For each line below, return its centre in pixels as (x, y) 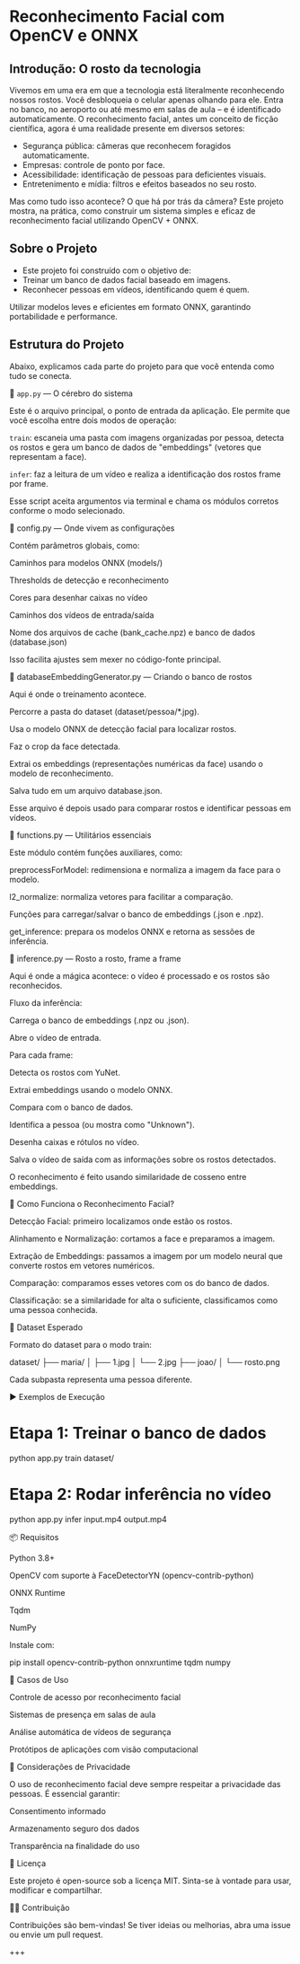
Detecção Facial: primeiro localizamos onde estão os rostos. (121, 1221)
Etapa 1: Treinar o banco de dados (138, 1433)
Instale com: (32, 1644)
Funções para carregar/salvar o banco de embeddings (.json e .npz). (137, 914)
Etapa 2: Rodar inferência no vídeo (141, 1494)
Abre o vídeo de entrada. (55, 1037)
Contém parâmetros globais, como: (75, 545)
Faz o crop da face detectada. (65, 746)
